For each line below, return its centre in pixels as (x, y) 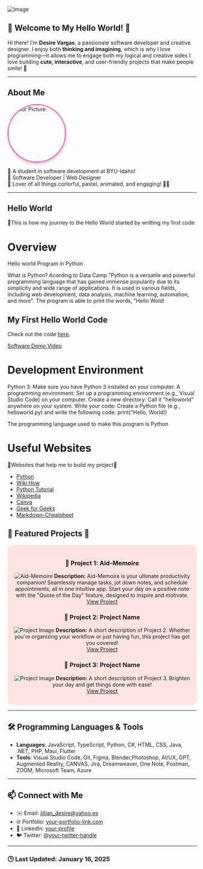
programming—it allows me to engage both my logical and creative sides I (99, 55)
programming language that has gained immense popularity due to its (94, 282)
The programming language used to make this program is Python (88, 424)
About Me (26, 93)
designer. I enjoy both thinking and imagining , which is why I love (89, 49)
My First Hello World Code (58, 319)
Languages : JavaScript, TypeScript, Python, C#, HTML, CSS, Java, (99, 745)
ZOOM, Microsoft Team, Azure (54, 770)
